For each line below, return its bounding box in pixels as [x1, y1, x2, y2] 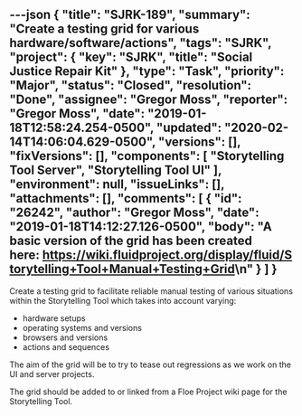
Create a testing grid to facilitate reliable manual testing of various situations [9, 285, 294, 297]
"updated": [156, 120, 222, 136]
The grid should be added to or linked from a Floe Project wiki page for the [9, 386, 288, 397]
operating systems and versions [22, 322, 143, 333]
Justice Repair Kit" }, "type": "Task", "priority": [9, 63, 285, 80]
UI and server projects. [9, 368, 95, 379]
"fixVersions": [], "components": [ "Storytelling [9, 148, 285, 164]
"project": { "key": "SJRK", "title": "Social [9, 50, 253, 65]
